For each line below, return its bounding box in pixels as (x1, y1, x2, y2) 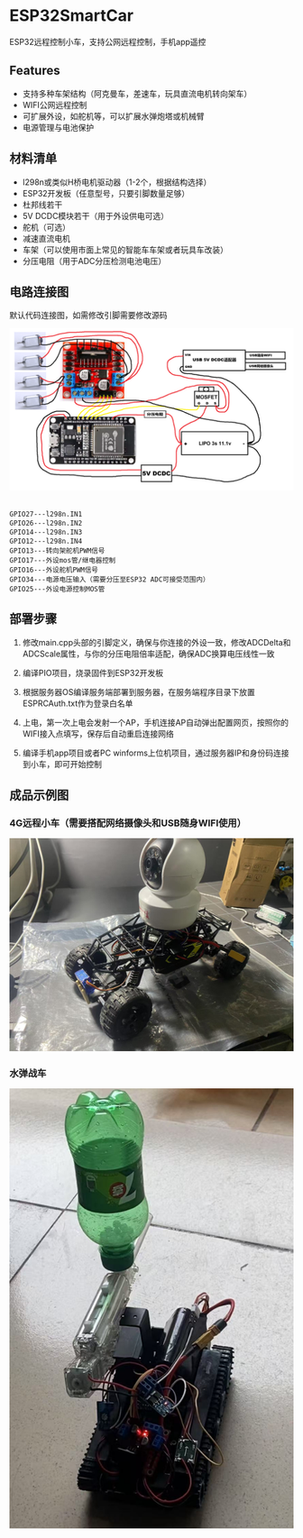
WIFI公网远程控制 (22, 99, 87, 110)
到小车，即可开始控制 (22, 758, 102, 769)
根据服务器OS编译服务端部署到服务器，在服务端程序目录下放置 (22, 686, 255, 697)
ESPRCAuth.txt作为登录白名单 (22, 698, 133, 709)
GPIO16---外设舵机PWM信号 (9, 565, 99, 574)
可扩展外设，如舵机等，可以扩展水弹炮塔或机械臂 (22, 110, 205, 122)
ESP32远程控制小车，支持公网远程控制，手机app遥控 (9, 36, 207, 47)
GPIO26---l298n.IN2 (9, 518, 83, 527)
